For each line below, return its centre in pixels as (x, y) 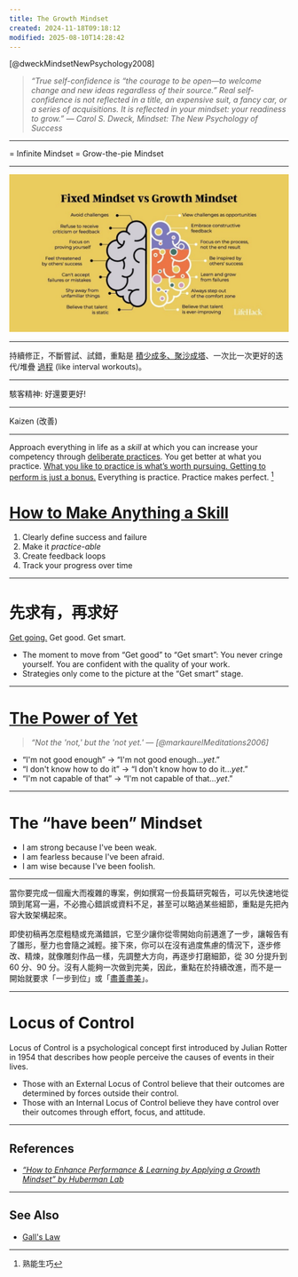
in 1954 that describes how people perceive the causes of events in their (142, 1058)
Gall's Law (41, 1237)
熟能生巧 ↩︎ (42, 1263)
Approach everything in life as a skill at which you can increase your (134, 447)
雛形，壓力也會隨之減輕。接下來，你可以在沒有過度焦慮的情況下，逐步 (145, 945)
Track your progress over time (77, 566)
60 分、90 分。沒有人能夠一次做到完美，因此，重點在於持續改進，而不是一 (145, 967)
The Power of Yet (74, 718)
